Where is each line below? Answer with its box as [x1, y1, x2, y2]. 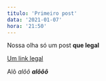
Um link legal [7, 54, 43, 63]
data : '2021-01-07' [7, 16, 63, 23]
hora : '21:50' [7, 22, 48, 29]
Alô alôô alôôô [7, 67, 49, 76]
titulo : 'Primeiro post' [7, 10, 77, 17]
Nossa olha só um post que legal [7, 42, 100, 50]
